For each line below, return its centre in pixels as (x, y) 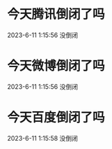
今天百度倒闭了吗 (56, 118)
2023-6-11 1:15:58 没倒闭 (43, 138)
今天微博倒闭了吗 (56, 66)
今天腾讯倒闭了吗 (56, 14)
